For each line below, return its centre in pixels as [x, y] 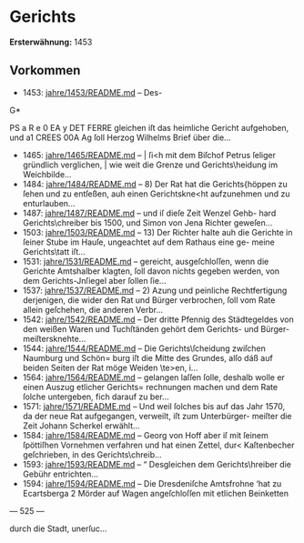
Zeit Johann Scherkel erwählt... [81, 426]
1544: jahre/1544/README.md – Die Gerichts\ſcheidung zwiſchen [144, 348]
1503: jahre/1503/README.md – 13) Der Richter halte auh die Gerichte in [157, 232]
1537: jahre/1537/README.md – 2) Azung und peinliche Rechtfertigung [155, 290]
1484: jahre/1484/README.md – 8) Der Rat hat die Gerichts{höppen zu [155, 184]
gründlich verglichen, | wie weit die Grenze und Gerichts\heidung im [150, 165]
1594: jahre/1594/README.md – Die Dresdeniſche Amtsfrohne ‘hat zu [152, 483]
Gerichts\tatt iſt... [54, 251]
